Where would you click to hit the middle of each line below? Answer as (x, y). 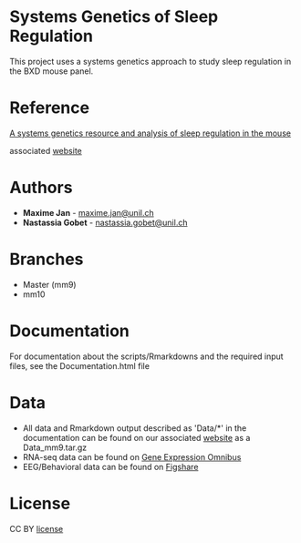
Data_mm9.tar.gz (55, 447)
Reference (49, 108)
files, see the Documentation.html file (80, 365)
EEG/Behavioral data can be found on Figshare (110, 466)
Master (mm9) (49, 284)
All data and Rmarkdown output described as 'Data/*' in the (135, 428)
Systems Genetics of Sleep (114, 17)
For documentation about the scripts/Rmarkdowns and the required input (147, 356)
